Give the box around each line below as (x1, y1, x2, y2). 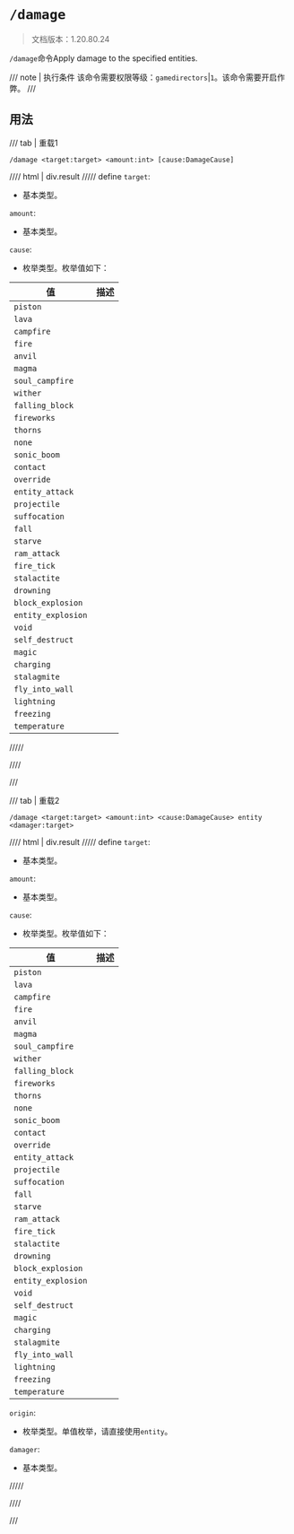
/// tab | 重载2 (9, 795, 60, 806)
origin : (9, 1407, 36, 1418)
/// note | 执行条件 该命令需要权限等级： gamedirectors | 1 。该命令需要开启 (9, 72, 278, 83)
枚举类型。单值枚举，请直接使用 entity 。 (22, 1425, 173, 1436)
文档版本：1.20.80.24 (30, 33, 110, 44)
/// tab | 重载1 (9, 137, 58, 148)
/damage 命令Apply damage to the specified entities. (9, 52, 198, 64)
